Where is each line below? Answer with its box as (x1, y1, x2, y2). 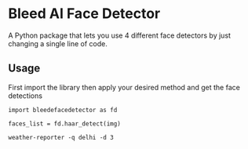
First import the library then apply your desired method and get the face (8, 82, 241, 92)
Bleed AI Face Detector (8, 5, 161, 23)
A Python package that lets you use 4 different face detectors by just (8, 31, 232, 40)
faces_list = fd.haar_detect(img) (8, 119, 122, 128)
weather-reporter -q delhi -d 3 (8, 133, 114, 141)
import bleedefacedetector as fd (8, 106, 118, 114)
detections (8, 91, 43, 100)
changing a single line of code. (8, 38, 108, 48)
